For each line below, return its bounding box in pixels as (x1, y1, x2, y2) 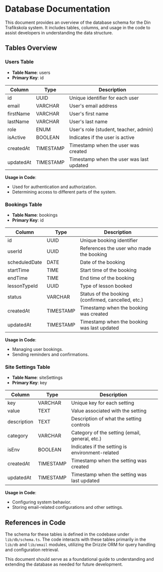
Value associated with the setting (71, 407, 147, 414)
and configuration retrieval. (5, 547, 60, 553)
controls (71, 421, 90, 428)
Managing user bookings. (12, 346, 63, 352)
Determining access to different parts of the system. (12, 189, 117, 195)
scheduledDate (7, 259, 42, 265)
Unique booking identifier (80, 237, 138, 243)
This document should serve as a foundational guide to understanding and (5, 556, 154, 562)
